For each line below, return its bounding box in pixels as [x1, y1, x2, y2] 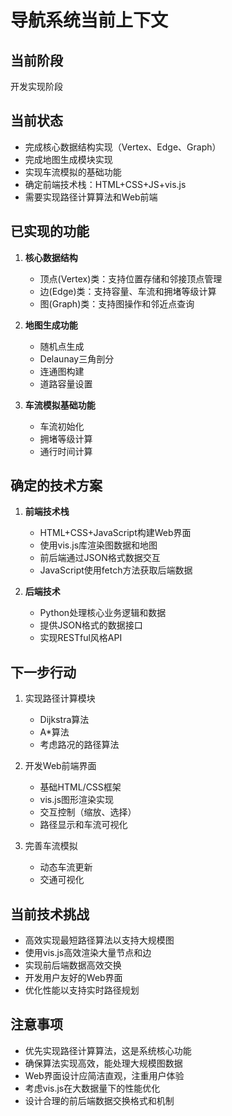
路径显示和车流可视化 [39, 819, 128, 831]
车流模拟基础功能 [24, 399, 96, 411]
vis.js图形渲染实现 [39, 794, 115, 806]
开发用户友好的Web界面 [24, 972, 123, 984]
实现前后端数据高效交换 [24, 959, 122, 971]
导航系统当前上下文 [10, 9, 169, 32]
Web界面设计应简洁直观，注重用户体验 [24, 1069, 185, 1081]
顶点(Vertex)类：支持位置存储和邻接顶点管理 [39, 272, 223, 285]
